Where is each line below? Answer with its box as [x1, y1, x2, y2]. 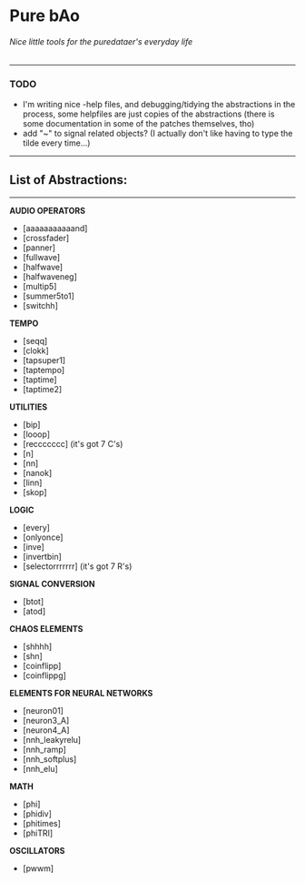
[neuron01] [22, 705, 64, 716]
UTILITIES [9, 401, 48, 412]
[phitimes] [22, 817, 62, 828]
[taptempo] [22, 364, 65, 375]
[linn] [22, 477, 43, 488]
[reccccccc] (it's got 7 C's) [22, 438, 123, 449]
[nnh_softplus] [22, 753, 77, 765]
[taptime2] [22, 383, 63, 394]
